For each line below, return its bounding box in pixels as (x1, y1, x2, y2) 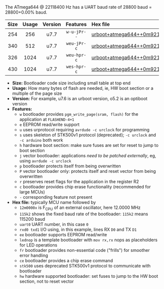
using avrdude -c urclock (19, 158, 72, 164)
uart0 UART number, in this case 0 (19, 221, 89, 227)
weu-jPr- (66, 41, 86, 46)
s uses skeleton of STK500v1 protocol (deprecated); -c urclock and (19, 132, 156, 138)
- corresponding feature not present (19, 194, 93, 200)
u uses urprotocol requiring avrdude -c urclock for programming (19, 127, 150, 132)
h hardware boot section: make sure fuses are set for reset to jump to (19, 143, 159, 148)
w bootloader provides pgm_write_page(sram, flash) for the (19, 111, 139, 117)
